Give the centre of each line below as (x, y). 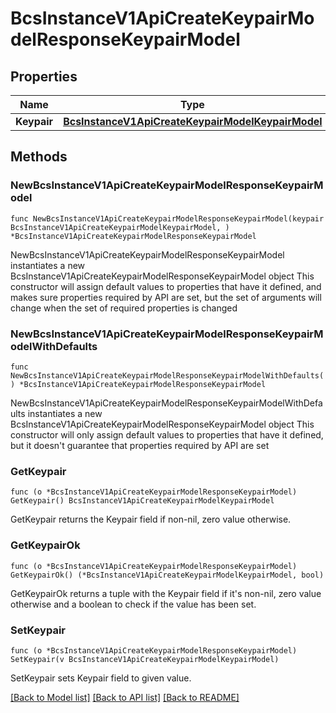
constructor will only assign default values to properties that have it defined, (167, 434)
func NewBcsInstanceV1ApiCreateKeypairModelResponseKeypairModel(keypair (167, 218)
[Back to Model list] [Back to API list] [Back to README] (125, 697)
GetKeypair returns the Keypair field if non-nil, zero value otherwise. (151, 519)
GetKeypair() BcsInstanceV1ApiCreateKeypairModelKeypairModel (142, 501)
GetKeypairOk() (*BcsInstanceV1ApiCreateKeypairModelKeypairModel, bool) (167, 575)
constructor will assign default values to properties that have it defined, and (166, 286)
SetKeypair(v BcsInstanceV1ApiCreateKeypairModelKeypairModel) (145, 659)
